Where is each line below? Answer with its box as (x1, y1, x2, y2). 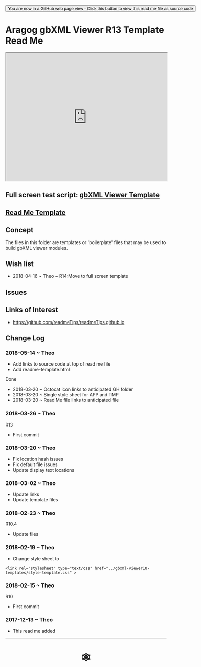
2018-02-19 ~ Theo (5, 544, 55, 551)
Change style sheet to (12, 555, 60, 561)
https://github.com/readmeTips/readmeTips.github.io (12, 319, 125, 325)
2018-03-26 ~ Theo (5, 410, 56, 417)
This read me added (12, 628, 55, 634)
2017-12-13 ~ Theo (5, 616, 53, 623)
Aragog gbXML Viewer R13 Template (5, 24, 165, 36)
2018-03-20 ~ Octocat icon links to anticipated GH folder (12, 386, 133, 392)
